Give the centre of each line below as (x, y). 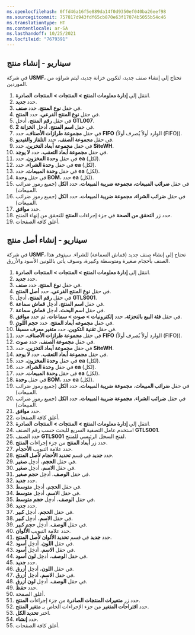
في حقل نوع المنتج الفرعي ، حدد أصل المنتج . (63, 291)
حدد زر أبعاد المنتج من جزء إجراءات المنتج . (62, 442)
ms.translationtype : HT (36, 23)
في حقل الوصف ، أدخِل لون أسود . (52, 556)
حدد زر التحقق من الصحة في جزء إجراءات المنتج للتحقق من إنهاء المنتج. (94, 215)
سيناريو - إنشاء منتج (39, 63)
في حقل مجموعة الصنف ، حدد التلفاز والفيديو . (65, 139)
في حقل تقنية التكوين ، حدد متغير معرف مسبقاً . (66, 329)
